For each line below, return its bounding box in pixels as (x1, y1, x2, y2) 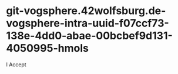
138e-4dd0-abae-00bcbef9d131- (6, 29, 173, 42)
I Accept (6, 60, 26, 68)
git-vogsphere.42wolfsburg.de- (6, 4, 166, 18)
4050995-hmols (6, 42, 89, 55)
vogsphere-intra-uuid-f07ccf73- (6, 16, 169, 30)
